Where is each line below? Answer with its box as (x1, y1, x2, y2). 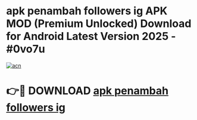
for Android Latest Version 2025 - (6, 30, 176, 43)
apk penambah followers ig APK (6, 4, 168, 18)
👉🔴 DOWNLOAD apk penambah (6, 84, 168, 98)
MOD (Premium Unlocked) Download (6, 17, 192, 30)
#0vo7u (6, 42, 46, 56)
